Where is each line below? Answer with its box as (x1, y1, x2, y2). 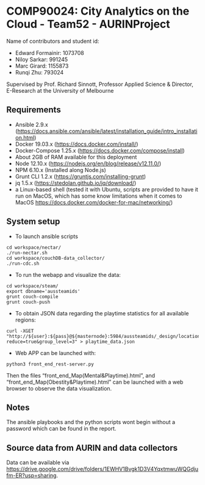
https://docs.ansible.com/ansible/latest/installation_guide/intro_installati (17, 127, 198, 135)
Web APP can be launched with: (15, 349, 96, 356)
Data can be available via (6, 459, 70, 466)
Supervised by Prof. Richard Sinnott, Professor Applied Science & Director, (6, 81, 193, 88)
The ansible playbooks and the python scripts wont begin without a (6, 419, 176, 426)
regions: (15, 316, 37, 323)
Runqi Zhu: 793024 (15, 68, 64, 76)
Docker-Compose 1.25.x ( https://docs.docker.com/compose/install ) (15, 146, 185, 154)
